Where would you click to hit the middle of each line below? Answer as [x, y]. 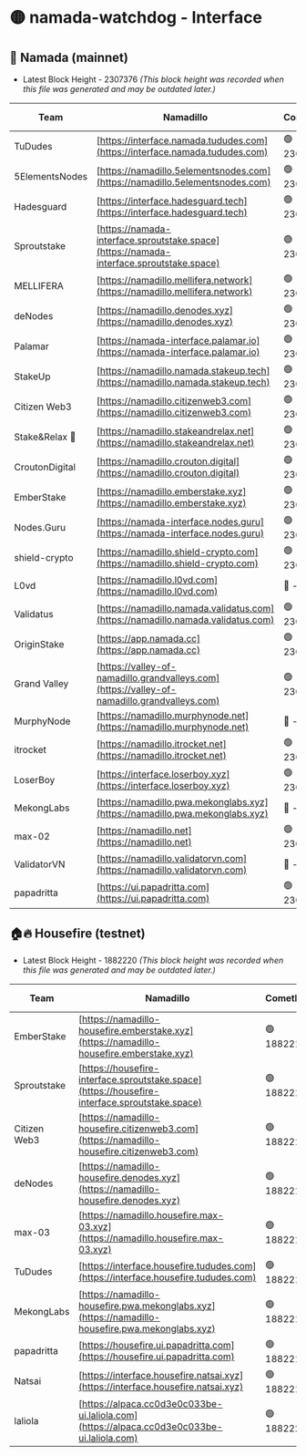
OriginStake [39, 644]
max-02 [32, 836]
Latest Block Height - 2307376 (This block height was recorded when [153, 79]
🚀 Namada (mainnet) [69, 57]
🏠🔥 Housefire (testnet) [77, 934]
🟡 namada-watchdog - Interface [136, 18]
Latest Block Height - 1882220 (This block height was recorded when [153, 960]
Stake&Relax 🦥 [45, 437]
